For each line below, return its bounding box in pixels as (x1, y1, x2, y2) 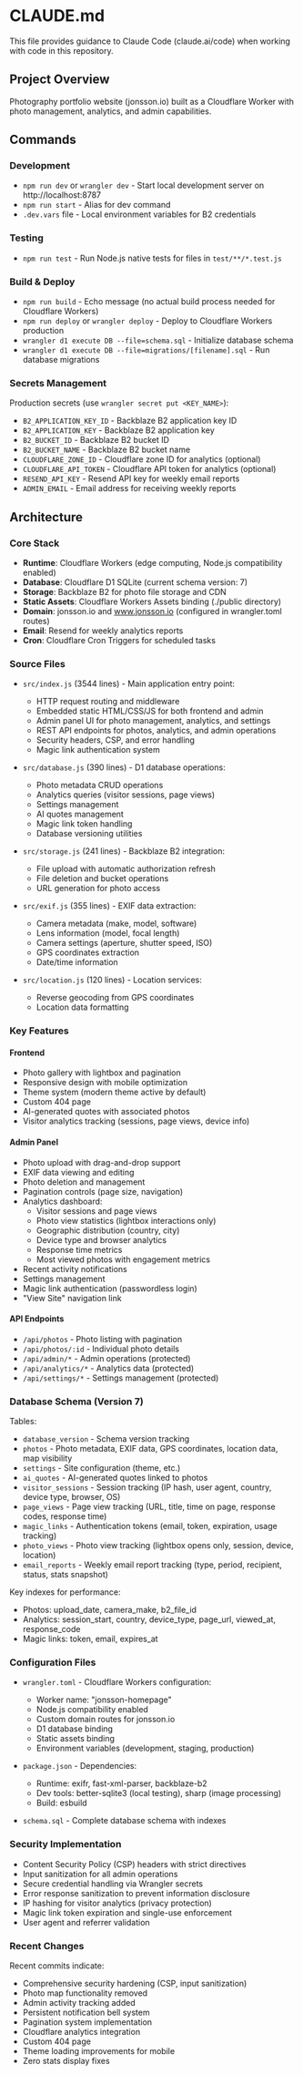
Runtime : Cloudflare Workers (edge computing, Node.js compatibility (22, 558, 283, 569)
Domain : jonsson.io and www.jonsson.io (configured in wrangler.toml (22, 606, 282, 617)
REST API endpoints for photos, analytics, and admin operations (35, 725, 277, 736)
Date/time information (35, 957, 118, 968)
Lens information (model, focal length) (35, 928, 180, 939)
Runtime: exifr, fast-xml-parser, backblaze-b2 (35, 1778, 207, 1789)
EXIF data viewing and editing (22, 1166, 135, 1177)
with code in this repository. (9, 45, 114, 56)
